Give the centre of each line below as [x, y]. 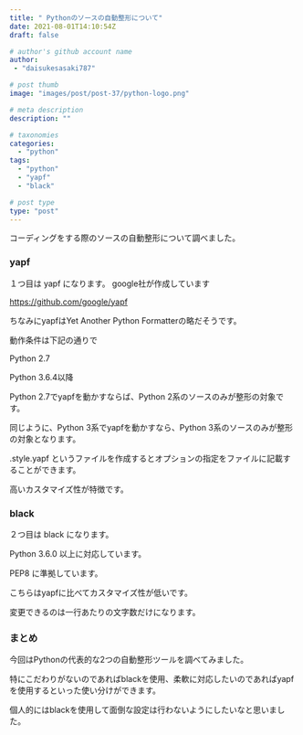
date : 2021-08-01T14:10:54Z [63, 27]
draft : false [34, 35]
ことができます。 [49, 469]
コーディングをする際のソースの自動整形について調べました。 [125, 238]
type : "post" [34, 211]
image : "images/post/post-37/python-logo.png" [99, 93]
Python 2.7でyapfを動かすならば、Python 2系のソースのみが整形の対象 [143, 396]
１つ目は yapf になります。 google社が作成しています [110, 283]
